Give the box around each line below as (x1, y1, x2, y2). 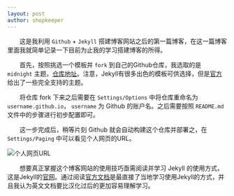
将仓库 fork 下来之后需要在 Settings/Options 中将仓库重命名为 (20, 92, 198, 101)
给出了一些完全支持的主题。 (7, 78, 87, 86)
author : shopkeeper (7, 17, 64, 24)
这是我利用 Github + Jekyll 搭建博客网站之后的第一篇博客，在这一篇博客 (20, 36, 227, 45)
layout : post (7, 10, 45, 17)
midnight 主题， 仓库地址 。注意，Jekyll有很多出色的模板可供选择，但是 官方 (7, 69, 222, 78)
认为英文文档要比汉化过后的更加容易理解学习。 (19, 181, 154, 190)
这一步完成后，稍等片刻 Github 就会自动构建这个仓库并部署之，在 (20, 125, 207, 134)
